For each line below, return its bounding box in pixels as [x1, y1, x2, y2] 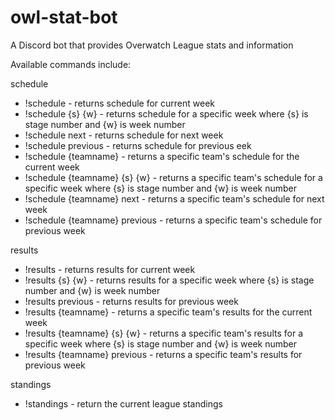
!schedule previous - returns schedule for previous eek [24, 139, 252, 151]
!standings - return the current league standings [24, 397, 223, 410]
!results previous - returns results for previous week [24, 295, 239, 307]
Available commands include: [10, 58, 132, 70]
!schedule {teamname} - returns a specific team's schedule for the [24, 150, 300, 162]
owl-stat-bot [10, 6, 118, 29]
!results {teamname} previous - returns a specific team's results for [24, 348, 303, 360]
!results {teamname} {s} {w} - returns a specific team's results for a [24, 327, 303, 339]
